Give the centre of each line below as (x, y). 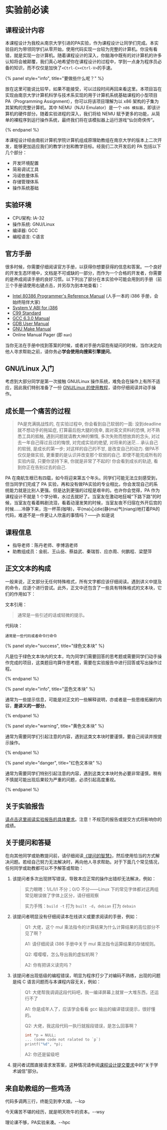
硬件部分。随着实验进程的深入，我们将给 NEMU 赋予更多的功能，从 (87, 114)
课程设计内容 (25, 30)
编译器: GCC (25, 230)
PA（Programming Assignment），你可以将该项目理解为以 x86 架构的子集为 (82, 101)
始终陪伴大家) (26, 302)
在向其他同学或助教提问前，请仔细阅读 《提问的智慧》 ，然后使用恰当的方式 (80, 855)
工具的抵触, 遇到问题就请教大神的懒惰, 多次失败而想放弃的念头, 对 (88, 436)
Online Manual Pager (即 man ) (42, 335)
